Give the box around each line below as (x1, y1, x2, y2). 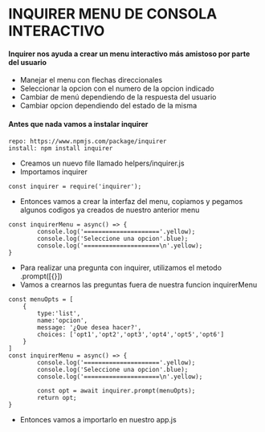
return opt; (37, 393, 78, 401)
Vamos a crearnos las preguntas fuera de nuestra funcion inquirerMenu (19, 279, 258, 289)
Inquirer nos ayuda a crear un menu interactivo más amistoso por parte (8, 49, 251, 59)
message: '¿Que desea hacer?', (37, 323, 142, 332)
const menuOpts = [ (8, 295, 74, 304)
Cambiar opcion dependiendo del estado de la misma (19, 101, 198, 111)
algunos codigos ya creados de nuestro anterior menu (19, 205, 200, 214)
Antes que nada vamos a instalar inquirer (8, 119, 149, 128)
